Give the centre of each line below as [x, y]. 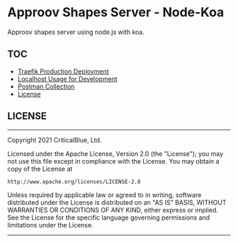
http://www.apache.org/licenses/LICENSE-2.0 [74, 181]
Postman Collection [46, 86]
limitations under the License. [50, 225]
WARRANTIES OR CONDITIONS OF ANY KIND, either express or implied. [113, 210]
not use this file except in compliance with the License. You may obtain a [113, 161]
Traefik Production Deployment [63, 71]
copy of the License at [40, 169]
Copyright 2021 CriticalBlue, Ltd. [55, 140]
